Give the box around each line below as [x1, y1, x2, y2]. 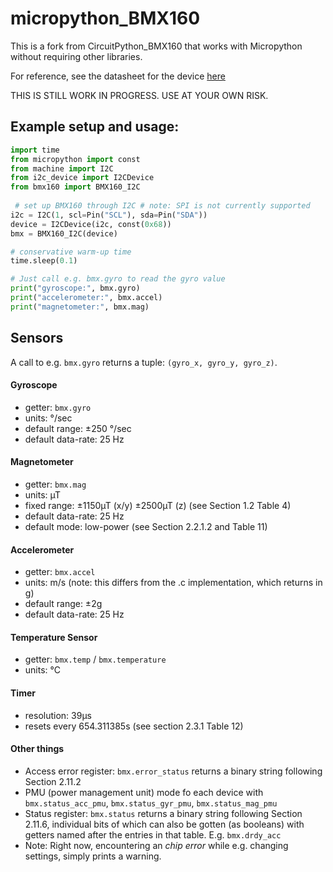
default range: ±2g [24, 598, 103, 610]
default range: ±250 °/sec [24, 422, 132, 434]
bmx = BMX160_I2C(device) [10, 228, 118, 239]
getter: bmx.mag [24, 478, 87, 490]
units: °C [24, 664, 61, 676]
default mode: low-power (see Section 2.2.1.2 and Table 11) [24, 520, 268, 532]
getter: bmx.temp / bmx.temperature [24, 653, 167, 666]
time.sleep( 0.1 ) [10, 256, 78, 266]
